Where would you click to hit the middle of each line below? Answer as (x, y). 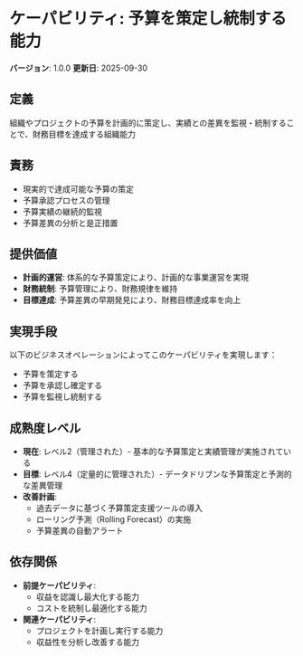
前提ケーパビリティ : (59, 585)
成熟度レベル (45, 428)
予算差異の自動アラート (80, 531)
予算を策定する (50, 374)
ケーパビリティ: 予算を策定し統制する (148, 19)
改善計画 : (39, 497)
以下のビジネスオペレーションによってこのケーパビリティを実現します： (143, 355)
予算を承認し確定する (62, 385)
